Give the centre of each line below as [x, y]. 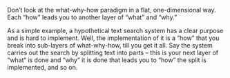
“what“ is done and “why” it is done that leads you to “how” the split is [107, 60]
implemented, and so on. [42, 67]
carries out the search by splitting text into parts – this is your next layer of [113, 52]
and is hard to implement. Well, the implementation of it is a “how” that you [113, 38]
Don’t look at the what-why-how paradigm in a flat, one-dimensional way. [112, 10]
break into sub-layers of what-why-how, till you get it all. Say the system [110, 45]
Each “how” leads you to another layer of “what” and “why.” [92, 17]
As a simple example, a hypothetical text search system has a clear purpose [115, 31]
